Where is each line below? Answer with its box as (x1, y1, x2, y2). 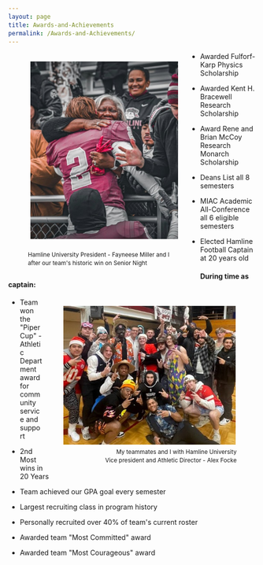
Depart (19, 356, 43, 365)
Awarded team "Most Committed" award (19, 532, 151, 542)
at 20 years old (200, 253, 250, 263)
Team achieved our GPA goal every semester (19, 486, 167, 496)
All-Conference (200, 205, 250, 214)
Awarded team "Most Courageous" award (19, 548, 156, 557)
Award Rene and (200, 124, 254, 134)
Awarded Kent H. (200, 83, 255, 94)
